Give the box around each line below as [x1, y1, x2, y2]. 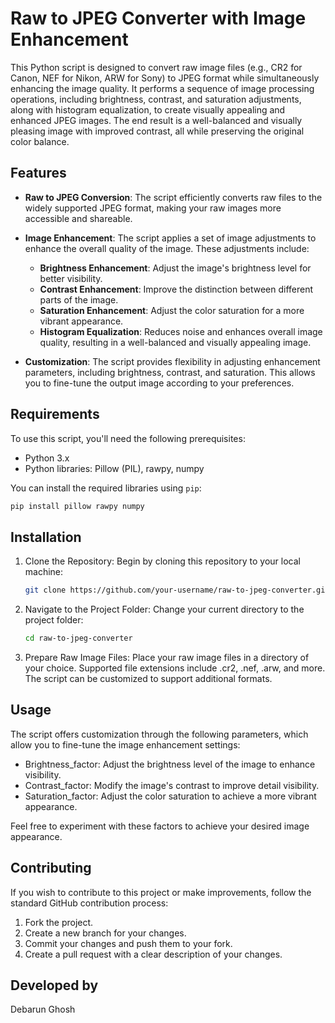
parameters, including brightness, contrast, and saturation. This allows [24, 366, 316, 378]
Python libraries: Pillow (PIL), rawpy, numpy [24, 462, 205, 474]
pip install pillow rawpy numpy [10, 501, 145, 511]
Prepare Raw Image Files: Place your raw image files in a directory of [24, 652, 310, 663]
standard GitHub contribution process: [10, 897, 169, 909]
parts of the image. [39, 293, 119, 306]
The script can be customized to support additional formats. [24, 673, 273, 684]
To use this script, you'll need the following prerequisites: [10, 432, 246, 444]
